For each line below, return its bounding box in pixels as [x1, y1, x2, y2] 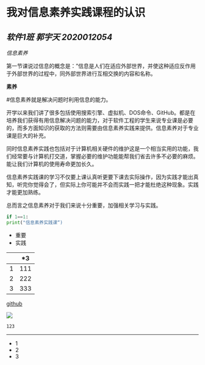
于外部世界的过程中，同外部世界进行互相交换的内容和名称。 [6, 70, 156, 77]
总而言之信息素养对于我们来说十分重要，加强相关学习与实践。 [6, 201, 162, 209]
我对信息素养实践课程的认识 [6, 6, 146, 20]
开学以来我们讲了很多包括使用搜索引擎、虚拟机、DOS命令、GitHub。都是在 [6, 109, 196, 116]
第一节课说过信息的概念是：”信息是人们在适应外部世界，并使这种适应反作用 [6, 62, 196, 69]
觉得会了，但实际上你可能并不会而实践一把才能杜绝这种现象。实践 [32, 181, 199, 188]
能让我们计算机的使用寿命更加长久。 [6, 160, 98, 167]
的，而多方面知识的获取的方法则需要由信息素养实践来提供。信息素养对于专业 [6, 124, 199, 132]
